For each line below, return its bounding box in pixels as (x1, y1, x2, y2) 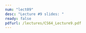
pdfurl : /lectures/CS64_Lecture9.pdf (5, 20, 82, 26)
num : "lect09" (5, 7, 34, 12)
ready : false (5, 16, 32, 21)
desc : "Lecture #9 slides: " (5, 12, 64, 16)
